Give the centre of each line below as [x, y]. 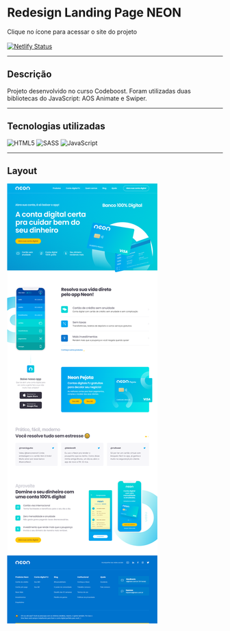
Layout [22, 171]
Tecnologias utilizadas [56, 126]
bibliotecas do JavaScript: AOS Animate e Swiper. [77, 98]
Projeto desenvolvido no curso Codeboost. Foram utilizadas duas [99, 91]
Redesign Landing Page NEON [94, 13]
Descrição [29, 75]
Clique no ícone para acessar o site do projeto [72, 32]
